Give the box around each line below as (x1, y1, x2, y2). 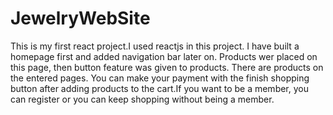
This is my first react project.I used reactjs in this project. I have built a (10, 40, 300, 52)
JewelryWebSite (10, 7, 151, 30)
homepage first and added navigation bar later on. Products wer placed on (10, 50, 318, 62)
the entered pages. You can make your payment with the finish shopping (10, 72, 310, 84)
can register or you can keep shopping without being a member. (10, 93, 275, 105)
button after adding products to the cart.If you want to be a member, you (10, 82, 309, 94)
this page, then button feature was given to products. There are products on (10, 61, 324, 73)
